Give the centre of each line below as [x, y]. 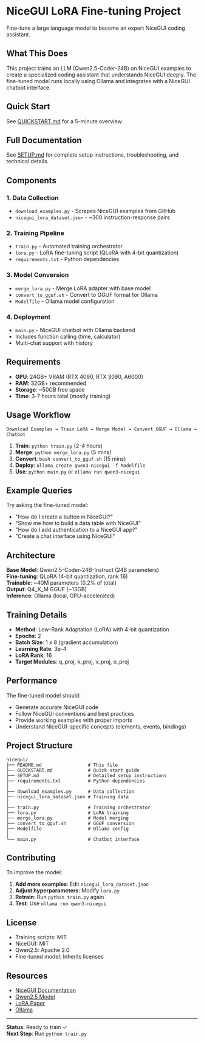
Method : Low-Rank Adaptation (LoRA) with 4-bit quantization [92, 630]
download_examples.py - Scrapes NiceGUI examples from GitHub [95, 211]
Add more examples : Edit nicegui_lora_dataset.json [82, 884]
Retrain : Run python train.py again [59, 897]
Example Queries [39, 490]
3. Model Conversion [38, 275]
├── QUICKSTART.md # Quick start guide [73, 770]
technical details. [28, 161]
